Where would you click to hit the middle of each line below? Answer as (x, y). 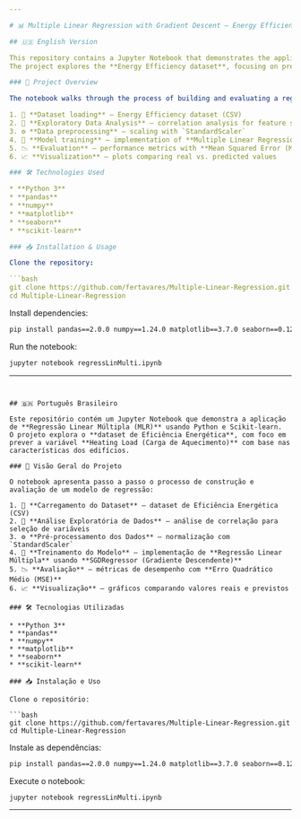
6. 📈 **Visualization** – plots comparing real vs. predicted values (143, 157)
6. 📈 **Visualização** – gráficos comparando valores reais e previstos (149, 588)
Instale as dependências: (56, 747)
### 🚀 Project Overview (54, 83)
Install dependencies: (49, 313)
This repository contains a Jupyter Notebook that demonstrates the (140, 58)
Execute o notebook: (47, 780)
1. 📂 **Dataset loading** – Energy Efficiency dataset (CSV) (126, 115)
